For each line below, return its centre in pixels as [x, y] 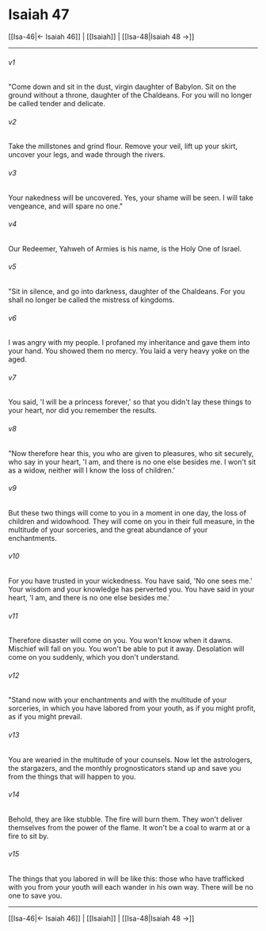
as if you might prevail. [45, 717]
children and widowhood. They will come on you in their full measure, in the [131, 521]
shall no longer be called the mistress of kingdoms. [91, 300]
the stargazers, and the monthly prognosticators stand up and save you [125, 768]
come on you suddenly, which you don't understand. [94, 657]
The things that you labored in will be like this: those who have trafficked [126, 879]
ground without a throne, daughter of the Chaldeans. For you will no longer [130, 95]
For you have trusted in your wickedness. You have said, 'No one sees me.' [131, 580]
